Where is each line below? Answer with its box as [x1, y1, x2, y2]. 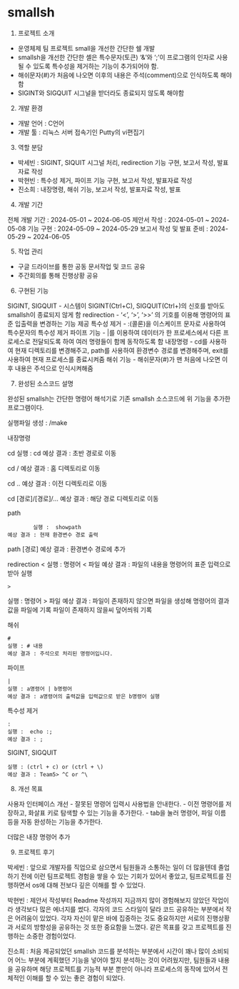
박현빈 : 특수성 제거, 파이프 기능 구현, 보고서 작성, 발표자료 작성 [17, 176, 193, 184]
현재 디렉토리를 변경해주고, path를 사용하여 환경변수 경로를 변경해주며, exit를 [14, 346, 229, 354]
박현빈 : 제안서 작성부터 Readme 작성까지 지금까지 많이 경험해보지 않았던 [7, 895, 210, 904]
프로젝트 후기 [17, 848, 55, 856]
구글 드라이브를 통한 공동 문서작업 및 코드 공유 [17, 262, 146, 271]
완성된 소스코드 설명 [17, 379, 73, 388]
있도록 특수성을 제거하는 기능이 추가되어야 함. [33, 61, 159, 70]
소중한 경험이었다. [26, 931, 76, 940]
